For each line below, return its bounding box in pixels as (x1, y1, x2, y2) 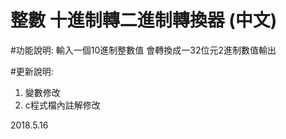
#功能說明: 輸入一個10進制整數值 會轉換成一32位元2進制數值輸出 (10, 44, 277, 56)
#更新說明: (10, 65, 54, 77)
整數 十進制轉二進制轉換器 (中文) (10, 9, 278, 32)
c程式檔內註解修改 (24, 99, 101, 111)
